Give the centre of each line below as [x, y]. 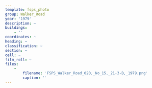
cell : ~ [13, 55]
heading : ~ [16, 42]
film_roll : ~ [18, 60]
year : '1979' [18, 19]
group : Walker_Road [25, 14]
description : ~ [21, 23]
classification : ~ [24, 46]
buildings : [16, 28]
